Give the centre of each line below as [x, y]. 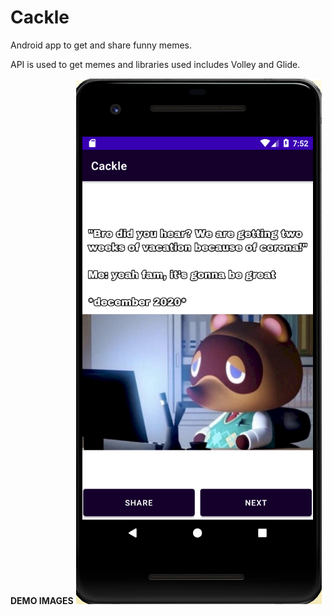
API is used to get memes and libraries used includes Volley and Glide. [155, 64]
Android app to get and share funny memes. [101, 45]
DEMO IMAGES [42, 600]
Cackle [40, 17]
